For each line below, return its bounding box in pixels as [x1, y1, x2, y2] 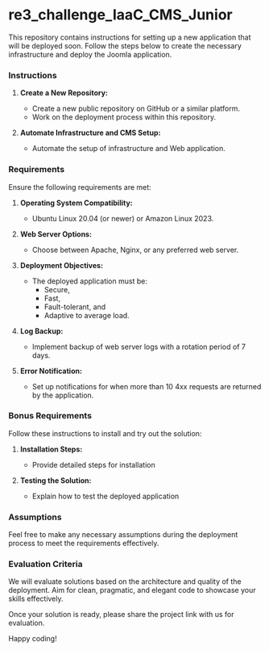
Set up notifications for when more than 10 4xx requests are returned [31, 381, 262, 391]
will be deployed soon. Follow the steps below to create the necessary [8, 40, 242, 50]
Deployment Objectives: [19, 260, 103, 270]
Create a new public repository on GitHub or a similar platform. [31, 103, 240, 114]
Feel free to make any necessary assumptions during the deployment [8, 530, 238, 540]
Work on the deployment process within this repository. [31, 112, 216, 122]
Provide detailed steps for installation [31, 460, 155, 469]
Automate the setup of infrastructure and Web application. [31, 144, 226, 153]
